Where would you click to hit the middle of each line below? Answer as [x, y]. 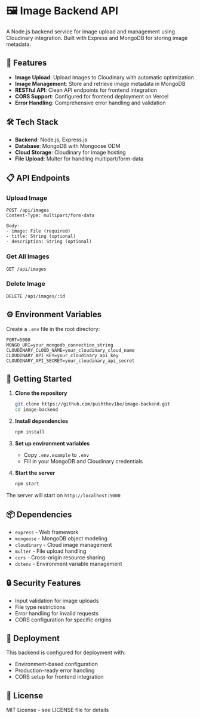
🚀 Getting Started [39, 379]
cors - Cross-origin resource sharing [60, 557]
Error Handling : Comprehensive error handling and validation [90, 103]
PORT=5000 [19, 340]
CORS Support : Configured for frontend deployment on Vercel [92, 96]
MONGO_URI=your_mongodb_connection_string [60, 345]
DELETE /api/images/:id [36, 296]
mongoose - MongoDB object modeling [61, 538]
